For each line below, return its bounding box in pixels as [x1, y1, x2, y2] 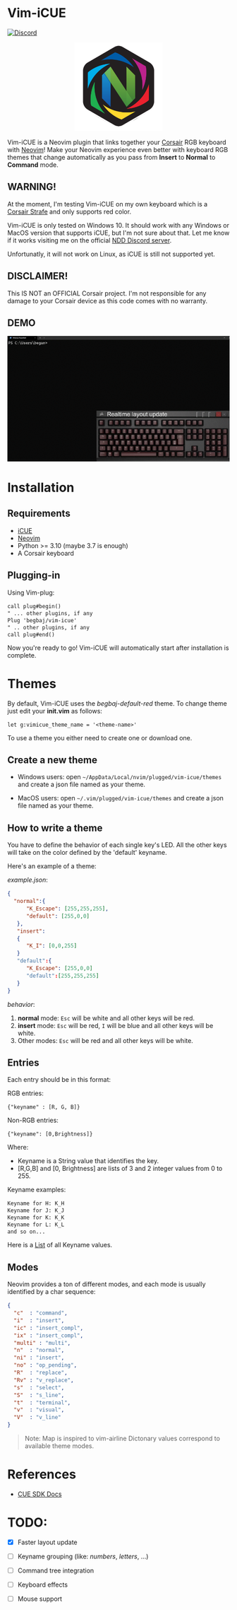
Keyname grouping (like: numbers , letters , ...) [17, 1552, 149, 1561]
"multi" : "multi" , [13, 1339, 71, 1346]
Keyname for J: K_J [7, 1207, 65, 1214]
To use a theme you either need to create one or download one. [7, 733, 193, 742]
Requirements [7, 508, 71, 520]
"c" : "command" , [13, 1309, 68, 1317]
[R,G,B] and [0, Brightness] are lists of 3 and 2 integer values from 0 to [17, 1165, 223, 1173]
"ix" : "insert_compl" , [13, 1331, 83, 1339]
